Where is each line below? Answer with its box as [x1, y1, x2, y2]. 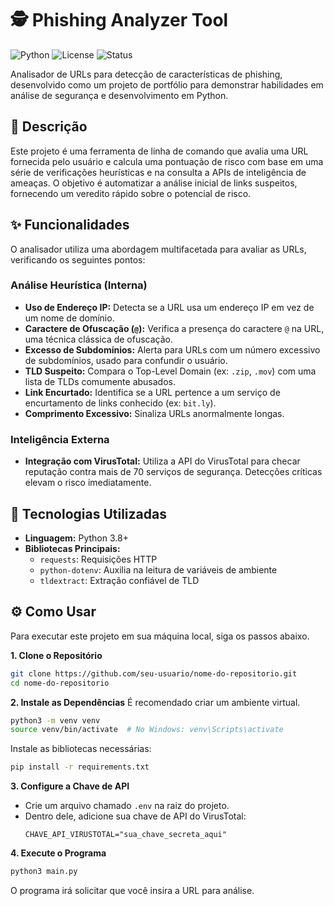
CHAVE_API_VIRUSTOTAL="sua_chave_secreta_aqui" [24, 830, 227, 840]
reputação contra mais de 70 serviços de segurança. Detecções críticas [24, 466, 323, 478]
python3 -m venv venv [10, 715, 101, 726]
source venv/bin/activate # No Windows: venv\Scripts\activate [10, 725, 284, 735]
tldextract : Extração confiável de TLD [39, 574, 200, 586]
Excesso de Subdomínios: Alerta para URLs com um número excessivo [24, 343, 321, 356]
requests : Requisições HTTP [39, 553, 158, 565]
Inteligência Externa [10, 432, 110, 446]
